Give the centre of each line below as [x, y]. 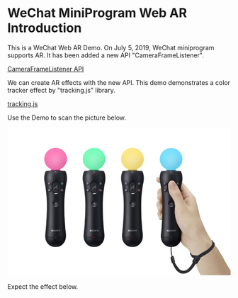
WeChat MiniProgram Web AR [97, 13]
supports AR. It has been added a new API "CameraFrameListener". [106, 55]
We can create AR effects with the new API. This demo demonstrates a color [119, 82]
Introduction [45, 28]
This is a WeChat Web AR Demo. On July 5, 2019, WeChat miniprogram [111, 47]
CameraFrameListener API [46, 69]
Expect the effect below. [43, 286]
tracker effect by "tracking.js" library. [61, 90]
